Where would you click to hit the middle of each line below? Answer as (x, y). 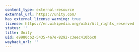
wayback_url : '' (22, 42)
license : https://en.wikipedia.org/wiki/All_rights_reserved (70, 24)
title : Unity (19, 33)
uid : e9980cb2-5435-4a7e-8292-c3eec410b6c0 (51, 38)
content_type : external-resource (40, 10)
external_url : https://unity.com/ (41, 14)
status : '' (16, 28)
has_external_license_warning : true (43, 19)
